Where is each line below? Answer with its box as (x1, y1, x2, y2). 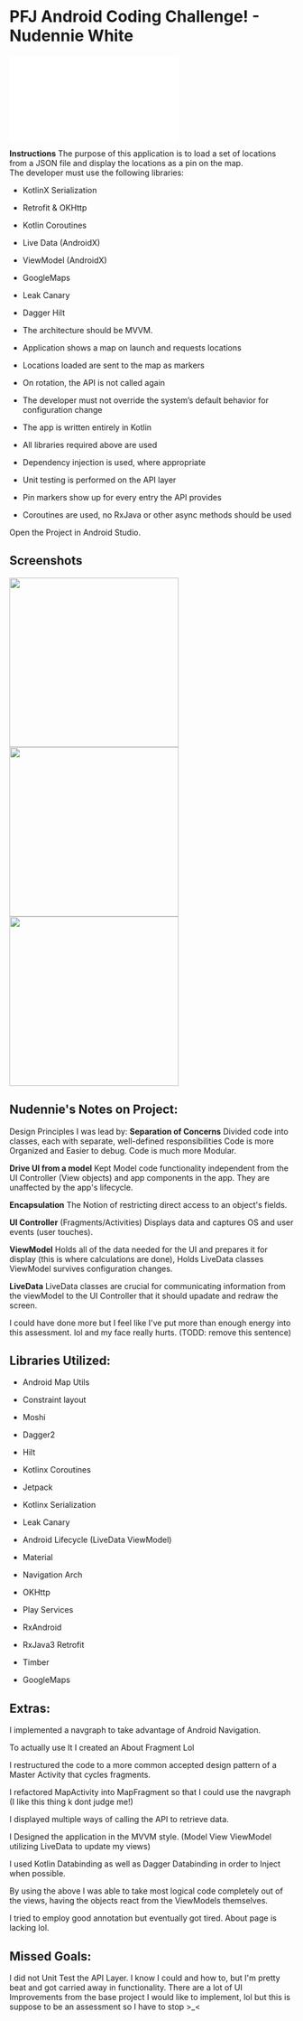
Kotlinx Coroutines (22, 1464, 92, 1475)
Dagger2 (22, 1429, 56, 1440)
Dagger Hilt (22, 307, 66, 318)
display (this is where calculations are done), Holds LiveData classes (9, 1253, 264, 1264)
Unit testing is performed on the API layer (22, 474, 177, 485)
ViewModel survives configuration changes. (9, 1263, 173, 1274)
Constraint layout (22, 1394, 87, 1406)
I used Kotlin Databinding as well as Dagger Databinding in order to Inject (9, 1858, 281, 1869)
